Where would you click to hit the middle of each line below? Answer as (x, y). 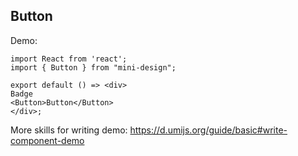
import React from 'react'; (69, 59)
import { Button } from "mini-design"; (93, 67)
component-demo (47, 140)
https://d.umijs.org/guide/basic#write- (208, 130)
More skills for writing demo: (69, 130)
